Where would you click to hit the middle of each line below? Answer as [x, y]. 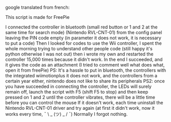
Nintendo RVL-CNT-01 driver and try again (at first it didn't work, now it [80, 108]
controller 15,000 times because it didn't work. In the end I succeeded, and [84, 59]
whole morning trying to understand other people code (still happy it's [79, 49]
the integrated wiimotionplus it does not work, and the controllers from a [81, 75]
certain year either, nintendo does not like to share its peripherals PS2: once [85, 81]
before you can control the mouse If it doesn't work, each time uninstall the [84, 103]
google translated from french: [38, 7]
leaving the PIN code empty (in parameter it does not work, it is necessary [83, 38]
